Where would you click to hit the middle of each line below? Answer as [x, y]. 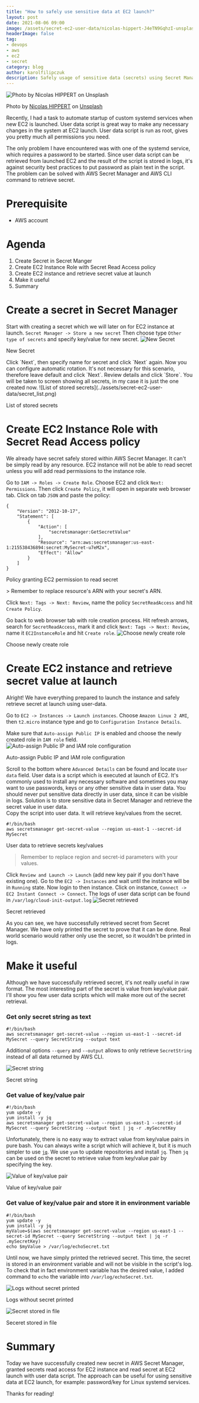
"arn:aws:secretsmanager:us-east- [112, 542]
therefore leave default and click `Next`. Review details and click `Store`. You [99, 374]
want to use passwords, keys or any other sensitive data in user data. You [96, 787]
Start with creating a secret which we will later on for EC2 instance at [90, 326]
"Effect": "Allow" [60, 553]
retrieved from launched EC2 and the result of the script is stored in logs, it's [99, 161]
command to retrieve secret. [41, 180]
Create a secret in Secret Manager [92, 310]
